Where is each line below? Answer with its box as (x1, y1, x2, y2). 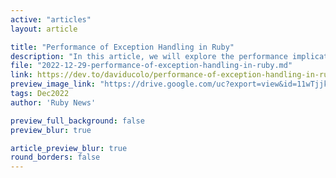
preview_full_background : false (10, 116, 145, 126)
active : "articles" (10, 14, 92, 25)
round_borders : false (10, 152, 101, 163)
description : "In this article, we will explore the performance (10, 51, 288, 61)
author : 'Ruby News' (10, 97, 97, 108)
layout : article (10, 24, 78, 34)
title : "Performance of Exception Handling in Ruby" (10, 42, 235, 52)
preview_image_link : (10, 79, 97, 90)
